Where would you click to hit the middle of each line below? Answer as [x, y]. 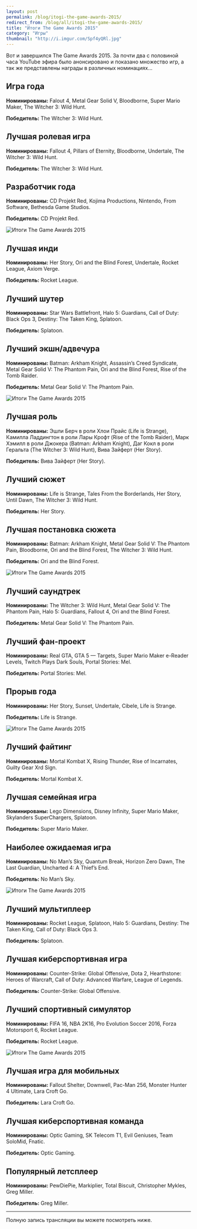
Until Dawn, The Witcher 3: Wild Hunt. [52, 500]
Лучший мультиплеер [49, 909]
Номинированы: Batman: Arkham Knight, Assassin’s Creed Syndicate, [92, 363]
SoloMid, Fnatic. [26, 1142]
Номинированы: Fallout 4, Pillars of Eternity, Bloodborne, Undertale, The [95, 151]
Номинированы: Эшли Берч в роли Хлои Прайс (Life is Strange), [87, 431]
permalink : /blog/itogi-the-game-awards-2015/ [64, 17]
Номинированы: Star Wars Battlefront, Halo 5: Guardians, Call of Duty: [92, 313]
